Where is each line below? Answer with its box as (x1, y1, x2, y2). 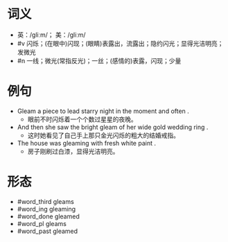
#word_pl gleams (17, 219, 67, 227)
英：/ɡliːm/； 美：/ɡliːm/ (17, 31, 86, 39)
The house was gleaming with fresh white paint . (17, 139, 156, 147)
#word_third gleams (17, 197, 74, 205)
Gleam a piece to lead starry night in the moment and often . (17, 107, 189, 115)
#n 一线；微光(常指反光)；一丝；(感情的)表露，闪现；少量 (17, 56, 182, 64)
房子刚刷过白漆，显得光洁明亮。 (27, 147, 119, 155)
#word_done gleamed (17, 212, 80, 221)
